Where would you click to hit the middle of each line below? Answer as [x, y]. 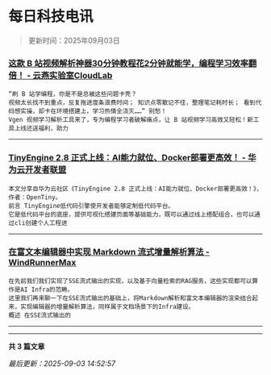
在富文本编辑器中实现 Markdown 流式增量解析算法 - [109, 252]
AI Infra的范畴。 [47, 290]
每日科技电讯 [51, 17]
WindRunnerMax [42, 263]
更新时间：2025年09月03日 [74, 40]
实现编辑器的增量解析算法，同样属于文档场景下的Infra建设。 [107, 306]
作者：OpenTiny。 [35, 197]
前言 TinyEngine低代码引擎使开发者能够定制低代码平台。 [92, 206]
